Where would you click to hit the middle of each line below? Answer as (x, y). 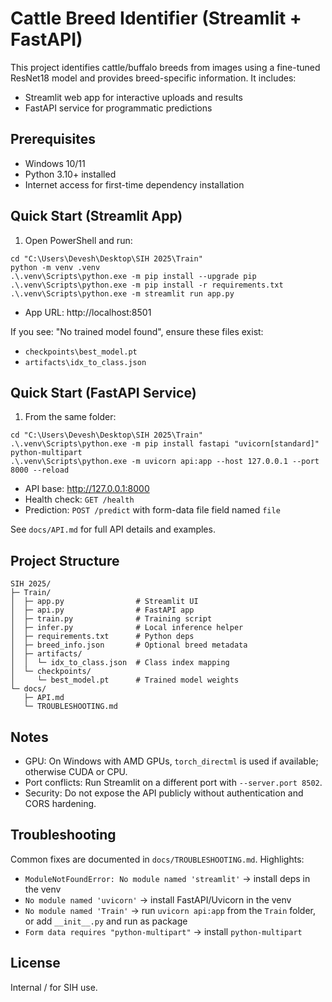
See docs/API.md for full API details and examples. (113, 529)
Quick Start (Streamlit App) (96, 216)
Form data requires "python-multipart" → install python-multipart (163, 931)
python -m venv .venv (55, 267)
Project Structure (65, 560)
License (35, 963)
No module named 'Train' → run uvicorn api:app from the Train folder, (170, 910)
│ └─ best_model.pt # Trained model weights (125, 680)
